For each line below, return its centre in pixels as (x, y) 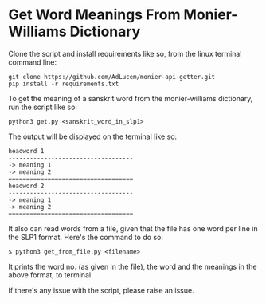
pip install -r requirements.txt (64, 84)
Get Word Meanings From (94, 15)
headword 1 (26, 151)
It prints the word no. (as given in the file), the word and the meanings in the (133, 266)
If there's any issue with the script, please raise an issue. (101, 290)
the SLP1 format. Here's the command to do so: (86, 237)
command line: (33, 62)
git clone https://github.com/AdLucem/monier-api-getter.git (112, 77)
